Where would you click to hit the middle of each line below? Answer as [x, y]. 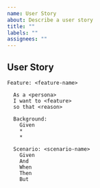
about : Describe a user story [50, 20]
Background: [30, 119]
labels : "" [23, 33]
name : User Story [32, 13]
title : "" [21, 26]
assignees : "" [27, 39]
